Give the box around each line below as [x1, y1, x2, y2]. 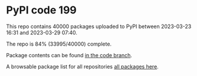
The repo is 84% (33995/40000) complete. [6, 40, 112, 47]
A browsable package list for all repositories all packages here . [6, 63, 159, 70]
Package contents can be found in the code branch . [6, 51, 133, 58]
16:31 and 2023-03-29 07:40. [6, 29, 78, 36]
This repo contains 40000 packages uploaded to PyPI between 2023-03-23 [6, 23, 192, 30]
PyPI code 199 [6, 4, 77, 17]
